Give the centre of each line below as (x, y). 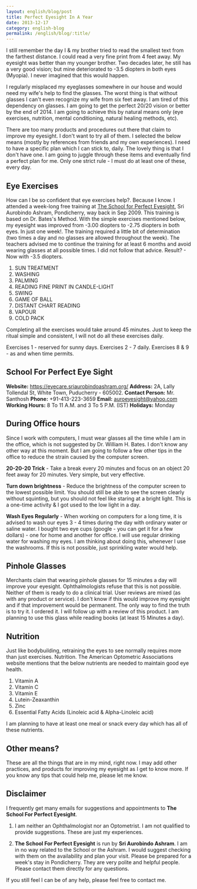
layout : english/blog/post (39, 12)
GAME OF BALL (34, 299)
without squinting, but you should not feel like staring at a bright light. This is (98, 498)
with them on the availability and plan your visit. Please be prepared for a (103, 856)
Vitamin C (26, 687)
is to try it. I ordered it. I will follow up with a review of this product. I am (93, 612)
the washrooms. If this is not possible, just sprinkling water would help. (92, 547)
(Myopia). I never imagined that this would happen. (68, 76)
